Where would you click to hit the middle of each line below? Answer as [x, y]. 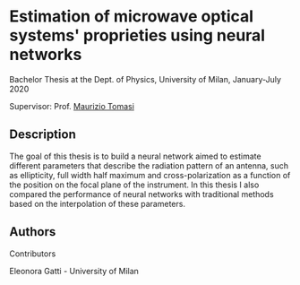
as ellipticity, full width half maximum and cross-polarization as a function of [150, 175]
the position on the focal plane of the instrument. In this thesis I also [134, 185]
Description [43, 135]
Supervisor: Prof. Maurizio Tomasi [72, 106]
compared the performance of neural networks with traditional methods [142, 194]
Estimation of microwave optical [131, 17]
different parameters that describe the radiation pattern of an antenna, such [149, 165]
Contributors [33, 254]
